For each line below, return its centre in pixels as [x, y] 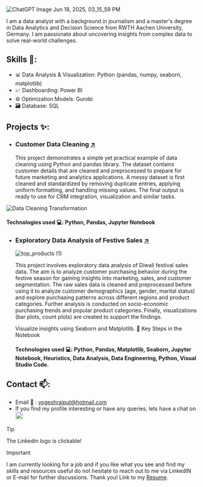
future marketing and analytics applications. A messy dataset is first [100, 177]
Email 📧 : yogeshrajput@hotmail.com [61, 402]
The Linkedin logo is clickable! [44, 441]
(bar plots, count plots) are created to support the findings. [88, 317]
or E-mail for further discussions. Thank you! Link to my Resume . [87, 477]
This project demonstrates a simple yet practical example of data [96, 157]
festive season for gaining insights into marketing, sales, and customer [103, 278]
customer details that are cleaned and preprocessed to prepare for [98, 171]
